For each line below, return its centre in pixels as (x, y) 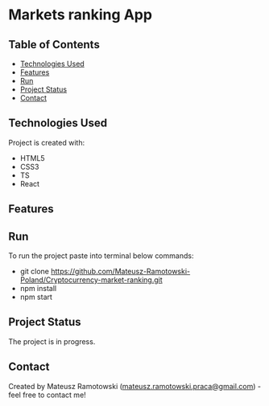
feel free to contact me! (47, 395)
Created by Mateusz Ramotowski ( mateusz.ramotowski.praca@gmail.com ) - (135, 386)
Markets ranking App (81, 15)
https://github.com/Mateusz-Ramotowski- (121, 272)
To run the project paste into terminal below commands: (101, 256)
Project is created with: (47, 142)
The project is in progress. (52, 341)
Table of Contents (54, 45)
